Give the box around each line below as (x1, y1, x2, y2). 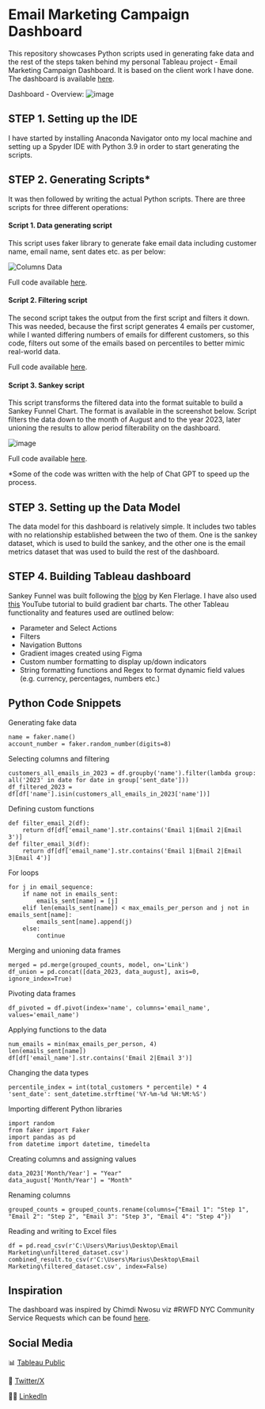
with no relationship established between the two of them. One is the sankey (8, 529, 258, 540)
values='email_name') (8, 1010, 80, 1019)
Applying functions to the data (8, 1025, 107, 1034)
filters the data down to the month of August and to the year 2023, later (8, 414, 241, 425)
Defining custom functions (8, 804, 95, 813)
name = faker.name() (8, 733, 77, 741)
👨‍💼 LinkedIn (8, 1392, 47, 1401)
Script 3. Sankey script (8, 380, 85, 390)
